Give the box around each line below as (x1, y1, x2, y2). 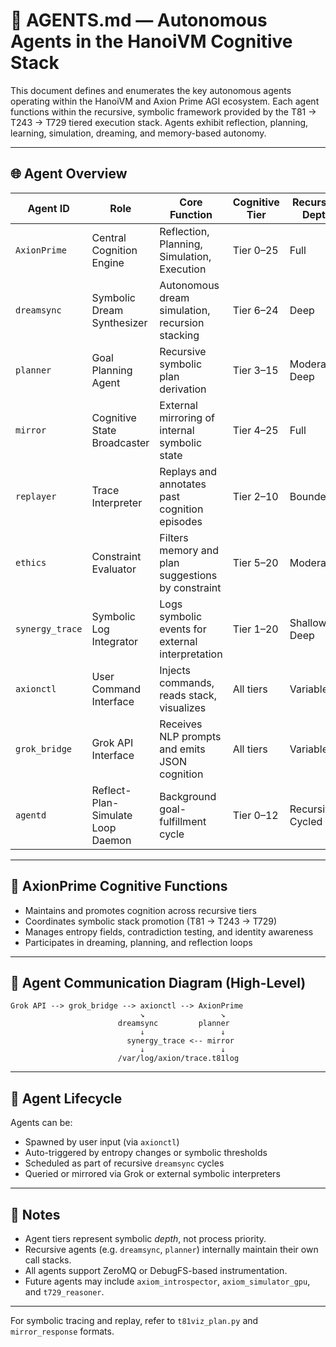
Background (159, 789, 217, 803)
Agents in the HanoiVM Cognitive (10, 30, 293, 53)
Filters (159, 530, 189, 544)
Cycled (289, 814, 323, 828)
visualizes (159, 700, 207, 714)
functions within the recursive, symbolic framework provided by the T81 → (10, 105, 317, 118)
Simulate (91, 808, 133, 822)
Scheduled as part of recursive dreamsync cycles (24, 1157, 225, 1169)
